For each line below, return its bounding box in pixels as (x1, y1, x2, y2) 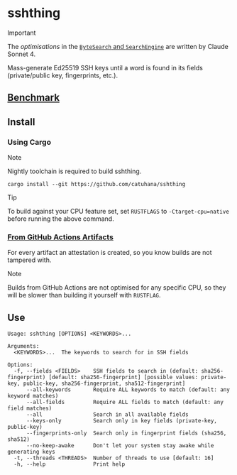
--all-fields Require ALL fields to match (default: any (26, 399, 224, 406)
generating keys (7, 449, 55, 456)
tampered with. (7, 256, 52, 264)
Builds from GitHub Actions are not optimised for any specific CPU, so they (7, 283, 226, 292)
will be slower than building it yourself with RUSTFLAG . (7, 291, 161, 300)
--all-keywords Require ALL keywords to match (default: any (26, 386, 231, 393)
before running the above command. (7, 214, 115, 223)
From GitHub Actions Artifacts (7, 232, 114, 242)
